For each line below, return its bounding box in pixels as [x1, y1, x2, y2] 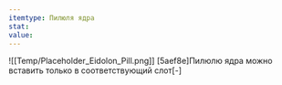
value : [8, 30, 34, 39]
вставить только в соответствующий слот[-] [8, 65, 183, 76]
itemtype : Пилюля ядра [8, 13, 95, 23]
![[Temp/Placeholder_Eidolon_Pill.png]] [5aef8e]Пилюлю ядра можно [8, 56, 273, 67]
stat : [8, 22, 29, 31]
